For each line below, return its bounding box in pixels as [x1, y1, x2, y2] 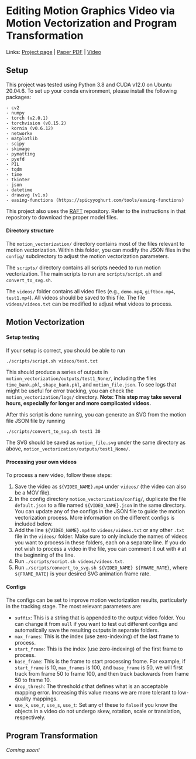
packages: [6, 93, 32, 100]
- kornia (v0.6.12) [6, 125, 54, 131]
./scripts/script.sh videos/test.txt [6, 358, 98, 364]
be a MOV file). [14, 489, 51, 496]
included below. [14, 520, 53, 527]
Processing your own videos [6, 459, 77, 466]
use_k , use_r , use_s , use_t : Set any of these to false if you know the [14, 701, 178, 708]
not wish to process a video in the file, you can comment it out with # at [14, 545, 187, 552]
